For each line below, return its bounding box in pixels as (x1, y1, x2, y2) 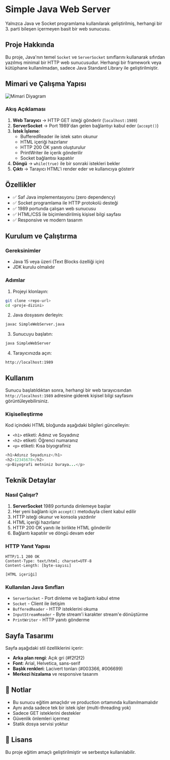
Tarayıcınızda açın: (12, 350, 52, 356)
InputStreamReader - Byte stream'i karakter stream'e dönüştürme (12, 611, 148, 618)
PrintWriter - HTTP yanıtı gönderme (12, 617, 90, 623)
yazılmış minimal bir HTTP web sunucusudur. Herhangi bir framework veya (5, 59, 161, 66)
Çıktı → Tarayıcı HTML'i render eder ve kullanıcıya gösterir (12, 166, 135, 172)
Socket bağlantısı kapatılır (20, 155, 75, 161)
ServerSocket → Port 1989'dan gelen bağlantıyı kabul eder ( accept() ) (12, 122, 159, 129)
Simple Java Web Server (5, 4, 111, 15)
